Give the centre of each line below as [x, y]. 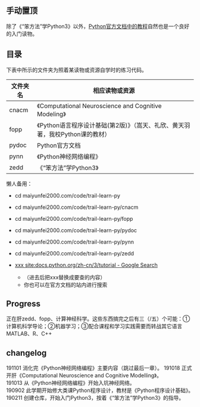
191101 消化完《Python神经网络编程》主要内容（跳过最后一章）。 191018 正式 [99, 368]
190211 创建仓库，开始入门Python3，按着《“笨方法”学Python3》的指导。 [95, 398]
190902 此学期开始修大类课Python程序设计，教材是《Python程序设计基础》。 [100, 390]
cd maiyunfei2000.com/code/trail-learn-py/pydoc [76, 230]
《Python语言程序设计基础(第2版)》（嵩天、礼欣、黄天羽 [113, 125]
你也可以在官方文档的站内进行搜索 [65, 285]
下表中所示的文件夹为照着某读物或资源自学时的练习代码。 [76, 70]
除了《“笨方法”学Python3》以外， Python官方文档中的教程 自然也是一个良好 [98, 26]
